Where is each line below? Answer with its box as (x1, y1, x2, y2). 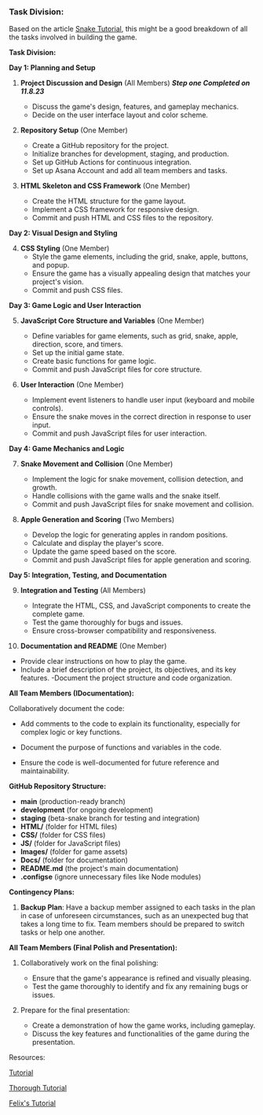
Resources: (9, 1053, 46, 1062)
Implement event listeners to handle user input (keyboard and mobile (31, 395, 255, 405)
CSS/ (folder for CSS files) (20, 830, 106, 840)
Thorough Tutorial (9, 1084, 68, 1093)
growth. (31, 483, 57, 492)
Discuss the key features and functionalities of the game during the (31, 1029, 250, 1039)
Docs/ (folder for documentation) (20, 855, 129, 865)
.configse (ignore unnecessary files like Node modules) (20, 872, 202, 882)
